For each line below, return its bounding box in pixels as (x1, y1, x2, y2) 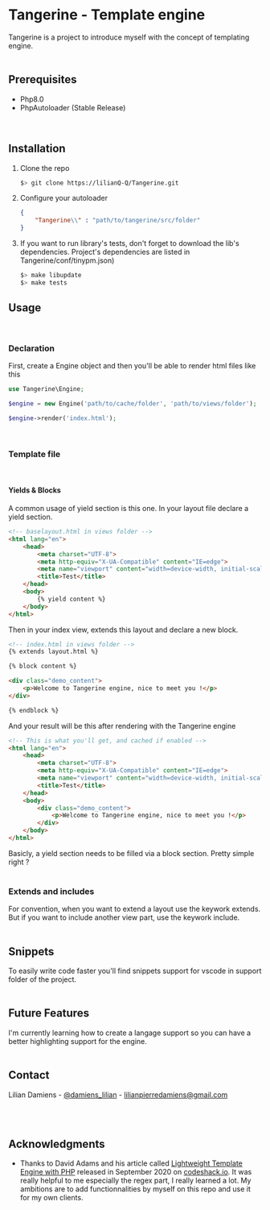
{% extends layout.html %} (8, 647, 99, 656)
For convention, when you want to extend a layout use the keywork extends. (8, 904, 261, 914)
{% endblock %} (8, 706, 59, 714)
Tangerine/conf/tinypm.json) (19, 256, 115, 265)
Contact (8, 1068, 50, 1082)
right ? (8, 857, 30, 867)
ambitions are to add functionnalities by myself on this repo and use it (19, 1184, 252, 1194)
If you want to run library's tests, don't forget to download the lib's (19, 239, 239, 248)
